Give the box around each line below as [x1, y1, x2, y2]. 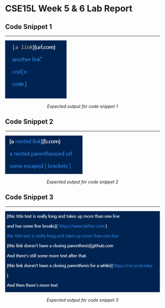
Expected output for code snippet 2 [46, 179, 119, 185]
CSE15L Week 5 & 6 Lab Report [5, 3, 133, 14]
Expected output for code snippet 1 [47, 104, 118, 109]
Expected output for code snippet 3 [46, 297, 119, 303]
